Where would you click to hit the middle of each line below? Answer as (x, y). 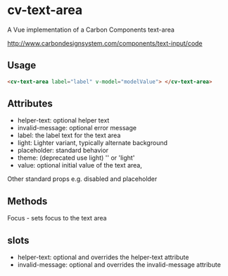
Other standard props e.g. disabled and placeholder (82, 179)
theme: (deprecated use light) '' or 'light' (76, 158)
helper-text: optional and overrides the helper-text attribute (103, 257)
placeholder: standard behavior (63, 151)
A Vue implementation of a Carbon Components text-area (91, 30)
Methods (27, 201)
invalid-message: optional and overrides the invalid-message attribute (119, 265)
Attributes (30, 104)
